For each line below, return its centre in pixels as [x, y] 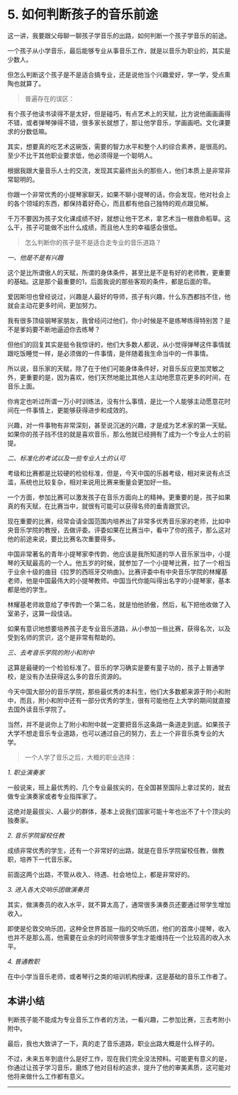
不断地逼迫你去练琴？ [69, 329]
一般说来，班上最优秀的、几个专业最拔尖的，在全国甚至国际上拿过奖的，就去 [119, 787]
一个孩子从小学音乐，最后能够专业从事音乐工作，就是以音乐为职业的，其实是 [119, 50]
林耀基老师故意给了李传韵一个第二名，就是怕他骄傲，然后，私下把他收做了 [116, 604]
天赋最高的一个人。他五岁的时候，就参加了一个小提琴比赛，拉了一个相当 [125, 562]
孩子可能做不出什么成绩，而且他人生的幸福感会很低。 [103, 227]
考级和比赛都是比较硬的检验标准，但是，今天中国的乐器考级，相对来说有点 [116, 473]
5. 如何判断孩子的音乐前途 [83, 15]
